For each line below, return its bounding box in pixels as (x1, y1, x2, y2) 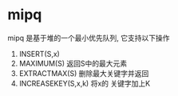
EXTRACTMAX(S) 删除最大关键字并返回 (18, 68, 149, 78)
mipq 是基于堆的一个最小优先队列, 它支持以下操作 (7, 33, 170, 42)
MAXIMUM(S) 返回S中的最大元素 (18, 58, 128, 68)
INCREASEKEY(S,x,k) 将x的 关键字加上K (18, 78, 151, 88)
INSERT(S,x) (18, 49, 61, 58)
